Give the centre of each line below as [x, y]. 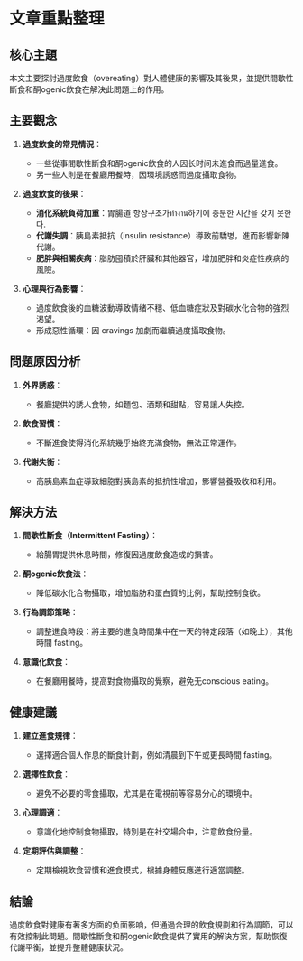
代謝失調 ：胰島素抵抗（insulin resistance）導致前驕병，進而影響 [155, 235]
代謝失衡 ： [42, 462]
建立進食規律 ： [50, 736]
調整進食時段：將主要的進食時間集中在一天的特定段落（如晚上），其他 [164, 631]
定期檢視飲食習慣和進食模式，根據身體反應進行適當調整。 [142, 870]
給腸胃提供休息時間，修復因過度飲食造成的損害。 [127, 555]
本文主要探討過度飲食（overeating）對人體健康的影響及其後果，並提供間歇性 [151, 78]
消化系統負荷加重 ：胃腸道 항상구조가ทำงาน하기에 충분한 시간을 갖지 [155, 212]
